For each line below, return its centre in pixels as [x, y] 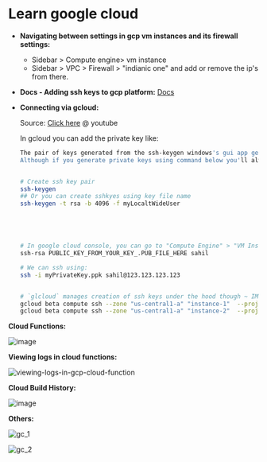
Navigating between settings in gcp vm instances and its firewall [129, 36]
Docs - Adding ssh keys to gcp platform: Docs [97, 91]
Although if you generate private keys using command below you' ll [133, 160]
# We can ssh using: [54, 267]
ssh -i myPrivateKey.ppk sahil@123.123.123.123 [100, 275]
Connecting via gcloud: [59, 107]
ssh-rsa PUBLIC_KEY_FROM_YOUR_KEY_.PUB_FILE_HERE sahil [114, 254]
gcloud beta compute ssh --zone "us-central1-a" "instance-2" [125, 311]
